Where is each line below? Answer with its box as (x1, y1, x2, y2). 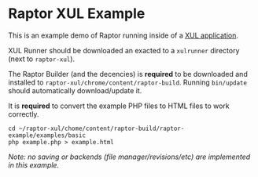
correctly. (8, 109, 39, 118)
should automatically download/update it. (8, 85, 142, 95)
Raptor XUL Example (8, 5, 146, 23)
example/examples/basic (8, 131, 87, 139)
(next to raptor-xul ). (8, 54, 76, 63)
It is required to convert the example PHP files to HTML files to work (8, 101, 230, 110)
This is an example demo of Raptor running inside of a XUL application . (8, 31, 238, 40)
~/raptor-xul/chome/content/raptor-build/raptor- (18, 125, 185, 132)
